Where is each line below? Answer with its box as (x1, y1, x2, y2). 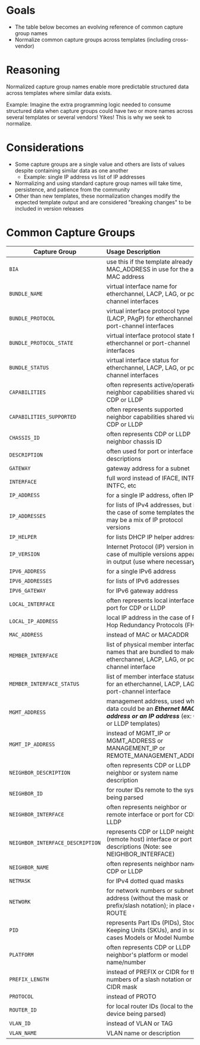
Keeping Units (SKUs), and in (106, 926, 187, 934)
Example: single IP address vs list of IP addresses (23, 173, 146, 180)
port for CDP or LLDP (106, 603, 165, 612)
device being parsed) (106, 1009, 167, 1018)
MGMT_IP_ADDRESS (9, 741, 55, 748)
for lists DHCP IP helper (106, 532, 173, 541)
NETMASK (9, 877, 31, 884)
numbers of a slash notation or (106, 975, 192, 984)
